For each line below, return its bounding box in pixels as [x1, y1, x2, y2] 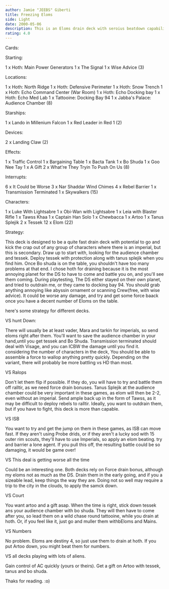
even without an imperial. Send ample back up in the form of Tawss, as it [5, 395, 156, 401]
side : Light [5, 17, 30, 22]
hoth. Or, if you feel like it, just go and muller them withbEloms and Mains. [5, 518, 157, 524]
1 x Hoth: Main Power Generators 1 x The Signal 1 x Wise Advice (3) [5, 64, 144, 70]
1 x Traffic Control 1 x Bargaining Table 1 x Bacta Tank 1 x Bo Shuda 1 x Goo [5, 159, 160, 165]
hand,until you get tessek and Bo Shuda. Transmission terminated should [5, 338, 157, 344]
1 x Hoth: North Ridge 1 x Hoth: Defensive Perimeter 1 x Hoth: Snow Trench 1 [5, 84, 162, 90]
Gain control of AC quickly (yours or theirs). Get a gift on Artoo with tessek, [5, 563, 161, 569]
